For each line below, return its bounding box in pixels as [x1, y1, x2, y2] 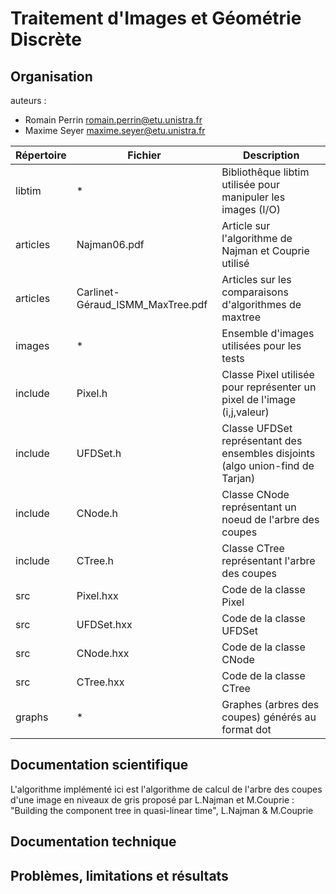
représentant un [221, 500, 297, 514]
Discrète [10, 28, 83, 51]
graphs [15, 710, 49, 724]
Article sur [221, 219, 271, 232]
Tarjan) [221, 472, 256, 485]
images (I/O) [221, 203, 281, 216]
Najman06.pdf [76, 238, 145, 251]
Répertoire [15, 148, 67, 162]
